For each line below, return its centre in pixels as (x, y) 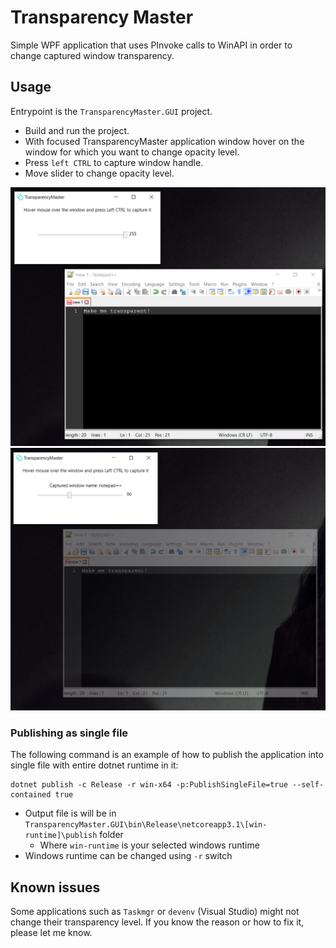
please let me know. (51, 933)
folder (111, 835)
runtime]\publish (61, 836)
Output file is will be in (70, 813)
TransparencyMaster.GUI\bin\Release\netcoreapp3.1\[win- (146, 825)
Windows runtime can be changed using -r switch (128, 856)
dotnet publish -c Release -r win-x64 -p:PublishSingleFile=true (149, 785)
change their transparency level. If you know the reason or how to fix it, (157, 922)
